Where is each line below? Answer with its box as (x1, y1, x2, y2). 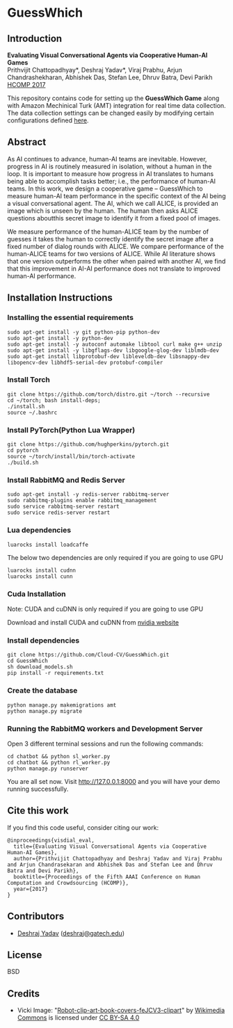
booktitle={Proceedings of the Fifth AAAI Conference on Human (13, 873, 200, 881)
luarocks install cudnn (7, 567, 77, 574)
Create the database (7, 686, 78, 696)
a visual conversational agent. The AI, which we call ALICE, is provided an (7, 199, 219, 207)
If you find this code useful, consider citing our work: (7, 823, 159, 832)
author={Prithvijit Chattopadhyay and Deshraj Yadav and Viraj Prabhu (13, 855, 223, 862)
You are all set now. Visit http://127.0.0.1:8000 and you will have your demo (7, 777, 220, 785)
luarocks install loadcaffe (7, 541, 89, 548)
